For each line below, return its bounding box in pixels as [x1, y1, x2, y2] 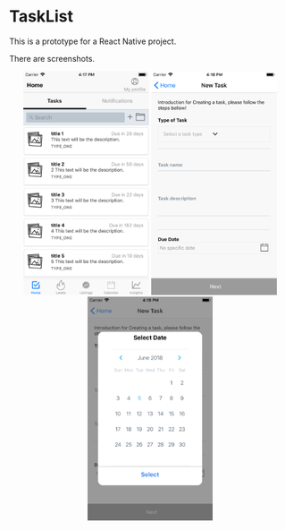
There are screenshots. [9, 53, 96, 64]
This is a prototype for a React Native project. [9, 36, 177, 47]
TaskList [9, 6, 74, 27]
